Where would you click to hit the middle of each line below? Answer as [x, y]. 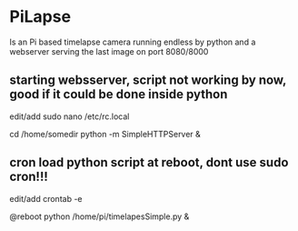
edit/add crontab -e [46, 198]
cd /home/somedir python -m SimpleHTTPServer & [105, 134]
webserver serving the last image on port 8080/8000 [109, 51]
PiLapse [40, 17]
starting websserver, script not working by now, [148, 80]
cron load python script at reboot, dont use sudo [149, 162]
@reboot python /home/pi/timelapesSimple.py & [99, 216]
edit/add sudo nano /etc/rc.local [70, 116]
